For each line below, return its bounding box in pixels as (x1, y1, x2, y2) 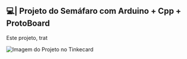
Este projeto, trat (6, 34, 48, 41)
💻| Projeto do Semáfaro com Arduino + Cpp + (6, 6, 182, 16)
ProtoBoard (6, 18, 50, 29)
